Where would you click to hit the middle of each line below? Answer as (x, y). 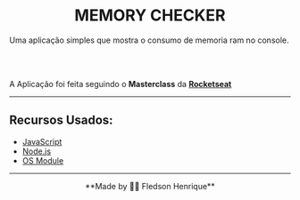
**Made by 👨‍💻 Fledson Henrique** (150, 186)
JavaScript (42, 141)
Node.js (37, 151)
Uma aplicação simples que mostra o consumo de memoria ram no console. (149, 40)
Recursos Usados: (61, 120)
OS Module (43, 160)
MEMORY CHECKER (150, 16)
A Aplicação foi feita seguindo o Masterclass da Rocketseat (121, 84)
